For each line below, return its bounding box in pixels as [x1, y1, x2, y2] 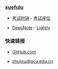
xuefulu [5, 4, 24, 11]
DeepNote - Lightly [12, 25, 50, 31]
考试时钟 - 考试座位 [12, 15, 51, 21]
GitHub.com [12, 49, 36, 55]
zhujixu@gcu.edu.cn [12, 58, 53, 64]
